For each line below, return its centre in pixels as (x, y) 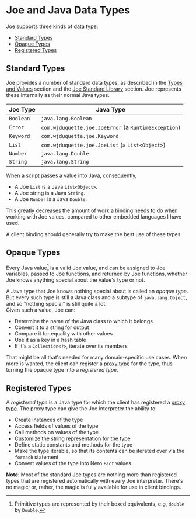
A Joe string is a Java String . (50, 193)
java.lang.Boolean (66, 118)
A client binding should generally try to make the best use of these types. (94, 234)
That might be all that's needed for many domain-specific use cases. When (97, 358)
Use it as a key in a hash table (50, 340)
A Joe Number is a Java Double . (51, 199)
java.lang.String (65, 162)
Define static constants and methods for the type (73, 445)
